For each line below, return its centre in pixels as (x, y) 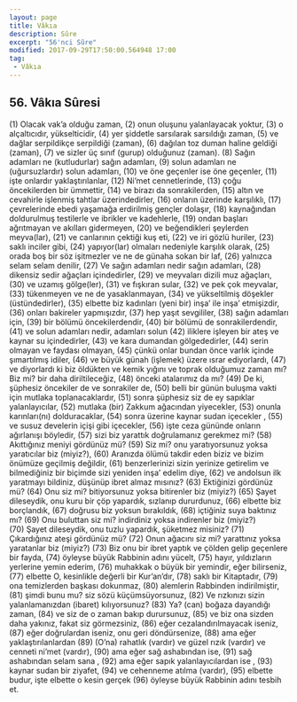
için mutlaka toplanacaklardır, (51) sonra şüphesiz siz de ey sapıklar (132, 397)
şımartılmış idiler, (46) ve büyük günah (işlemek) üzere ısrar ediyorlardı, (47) (148, 359)
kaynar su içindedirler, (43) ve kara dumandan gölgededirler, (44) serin (139, 340)
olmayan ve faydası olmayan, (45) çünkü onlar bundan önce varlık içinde (142, 350)
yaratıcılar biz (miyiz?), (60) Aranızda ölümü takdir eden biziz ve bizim (137, 454)
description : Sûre (43, 34)
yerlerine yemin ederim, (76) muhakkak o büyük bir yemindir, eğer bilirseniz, (148, 566)
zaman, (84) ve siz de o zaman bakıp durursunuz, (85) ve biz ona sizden (141, 613)
